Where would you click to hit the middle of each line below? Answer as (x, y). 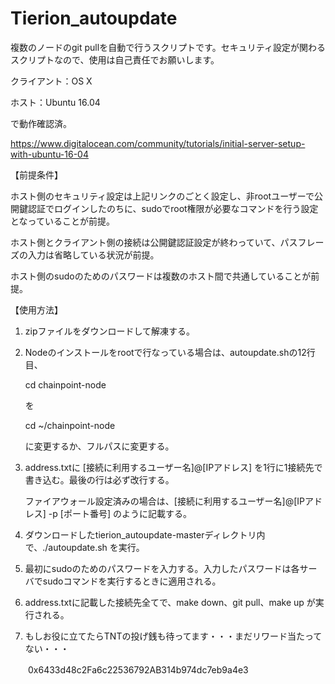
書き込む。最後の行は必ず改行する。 (99, 479)
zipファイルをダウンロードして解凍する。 (110, 331)
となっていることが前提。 (62, 221)
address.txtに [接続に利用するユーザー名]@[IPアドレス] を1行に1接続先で (173, 467)
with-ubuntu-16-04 (49, 154)
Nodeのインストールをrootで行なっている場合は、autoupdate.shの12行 (170, 352)
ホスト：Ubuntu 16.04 (55, 102)
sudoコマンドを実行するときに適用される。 (132, 581)
